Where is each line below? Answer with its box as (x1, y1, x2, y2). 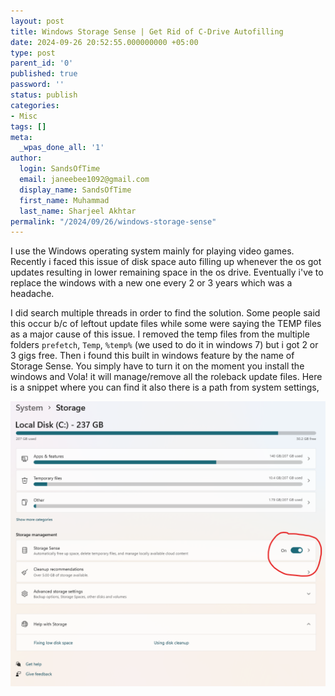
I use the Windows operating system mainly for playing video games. (10, 245, 295, 257)
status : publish (10, 90, 78, 100)
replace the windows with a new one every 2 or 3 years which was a (10, 277, 293, 289)
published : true (10, 69, 78, 79)
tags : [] (10, 121, 47, 132)
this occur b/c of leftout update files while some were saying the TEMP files (10, 318, 322, 330)
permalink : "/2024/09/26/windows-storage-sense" (10, 216, 217, 227)
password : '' (10, 80, 65, 90)
